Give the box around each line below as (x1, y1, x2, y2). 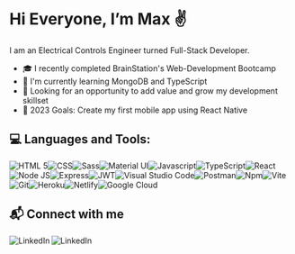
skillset (22, 95, 49, 105)
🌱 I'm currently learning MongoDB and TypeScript (22, 76, 208, 86)
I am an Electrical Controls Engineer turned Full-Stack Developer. (9, 44, 250, 56)
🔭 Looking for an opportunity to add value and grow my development (22, 85, 279, 96)
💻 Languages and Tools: (9, 132, 151, 147)
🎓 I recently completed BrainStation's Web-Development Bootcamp (22, 62, 277, 74)
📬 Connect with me (9, 206, 124, 222)
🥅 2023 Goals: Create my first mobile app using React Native (22, 104, 248, 115)
